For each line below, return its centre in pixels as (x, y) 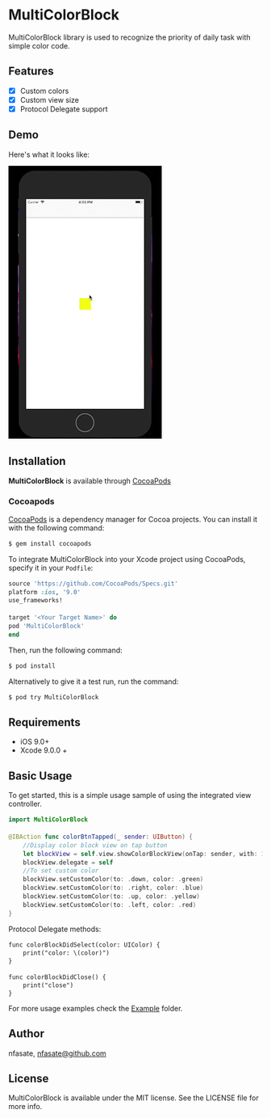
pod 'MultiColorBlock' (46, 627)
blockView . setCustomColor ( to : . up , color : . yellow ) (111, 897)
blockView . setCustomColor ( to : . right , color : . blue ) (113, 888)
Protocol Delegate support (64, 109)
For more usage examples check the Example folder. (96, 1008)
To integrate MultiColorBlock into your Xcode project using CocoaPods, (127, 559)
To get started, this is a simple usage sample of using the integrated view (130, 795)
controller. (25, 804)
